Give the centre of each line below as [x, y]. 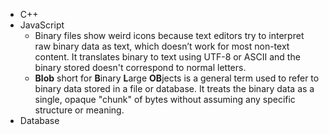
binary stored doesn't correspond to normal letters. [140, 67]
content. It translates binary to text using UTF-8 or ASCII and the [167, 57]
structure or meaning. [79, 110]
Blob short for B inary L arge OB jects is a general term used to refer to [177, 78]
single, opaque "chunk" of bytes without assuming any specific [165, 99]
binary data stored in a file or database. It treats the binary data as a [174, 88]
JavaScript [42, 25]
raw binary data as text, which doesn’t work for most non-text [162, 46]
